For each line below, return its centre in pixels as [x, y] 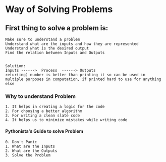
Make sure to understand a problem [43, 39]
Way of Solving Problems [59, 9]
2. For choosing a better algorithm [44, 111]
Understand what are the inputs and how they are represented [72, 44]
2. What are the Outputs [31, 151]
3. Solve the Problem [28, 155]
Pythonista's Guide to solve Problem [44, 131]
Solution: [16, 66]
